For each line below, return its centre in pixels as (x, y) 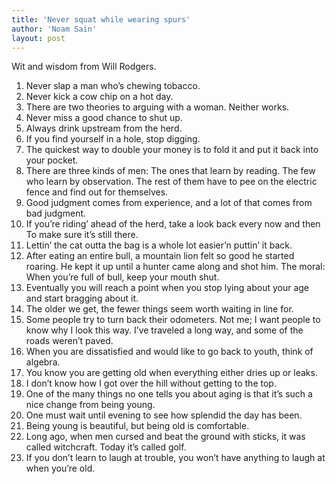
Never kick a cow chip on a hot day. (99, 97)
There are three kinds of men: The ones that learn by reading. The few (170, 171)
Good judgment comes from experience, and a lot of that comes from (169, 203)
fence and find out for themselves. (97, 192)
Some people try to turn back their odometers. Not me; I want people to (173, 320)
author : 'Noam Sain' (54, 29)
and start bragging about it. (82, 298)
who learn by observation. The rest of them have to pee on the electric (171, 182)
